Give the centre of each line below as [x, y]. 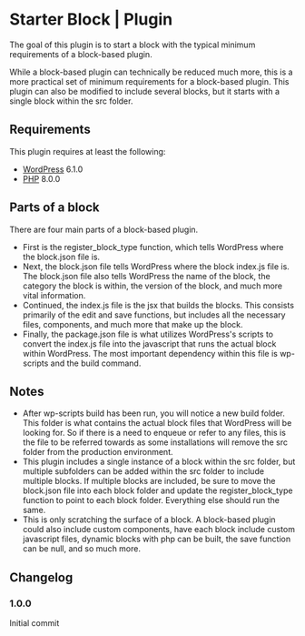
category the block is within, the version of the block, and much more [152, 286]
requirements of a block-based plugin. [81, 54]
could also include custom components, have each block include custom [158, 530]
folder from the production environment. [98, 452]
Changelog [41, 577]
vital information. [54, 295]
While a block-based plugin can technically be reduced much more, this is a [151, 72]
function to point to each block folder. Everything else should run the [151, 500]
